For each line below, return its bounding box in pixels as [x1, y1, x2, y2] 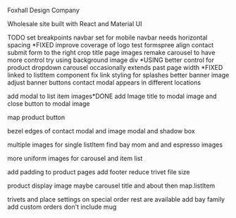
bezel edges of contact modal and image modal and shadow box [7, 127, 195, 135]
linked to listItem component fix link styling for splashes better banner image [7, 71, 230, 79]
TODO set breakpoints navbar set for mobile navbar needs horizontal [7, 33, 208, 42]
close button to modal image [7, 99, 90, 108]
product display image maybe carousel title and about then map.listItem [7, 181, 216, 190]
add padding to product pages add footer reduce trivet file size [7, 168, 190, 176]
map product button [7, 113, 66, 121]
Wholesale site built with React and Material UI [7, 20, 142, 28]
